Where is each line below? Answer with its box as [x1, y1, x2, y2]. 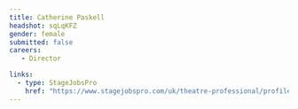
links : [9, 70, 34, 80]
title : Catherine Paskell [9, 12, 105, 22]
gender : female [9, 29, 66, 38]
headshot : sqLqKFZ [9, 21, 77, 30]
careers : [9, 46, 42, 55]
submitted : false [9, 37, 74, 47]
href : [25, 86, 46, 96]
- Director [20, 54, 62, 63]
